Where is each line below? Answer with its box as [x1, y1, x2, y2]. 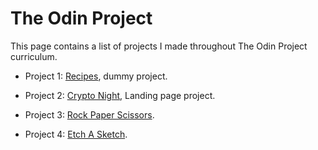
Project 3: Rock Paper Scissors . [24, 108, 155, 121]
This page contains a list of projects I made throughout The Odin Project [10, 40, 308, 52]
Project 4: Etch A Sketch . [24, 128, 128, 140]
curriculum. [10, 50, 58, 62]
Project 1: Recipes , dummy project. [24, 70, 168, 82]
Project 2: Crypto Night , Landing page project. [24, 89, 216, 101]
